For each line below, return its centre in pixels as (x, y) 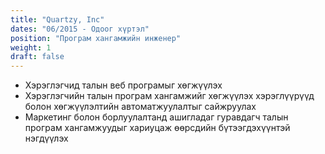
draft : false (37, 57)
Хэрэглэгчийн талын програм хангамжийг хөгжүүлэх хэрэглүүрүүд (169, 96)
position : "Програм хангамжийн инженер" (96, 38)
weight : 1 (31, 47)
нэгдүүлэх (46, 138)
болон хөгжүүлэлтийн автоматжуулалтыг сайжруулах (140, 107)
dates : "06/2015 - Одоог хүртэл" (80, 29)
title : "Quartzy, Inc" (57, 19)
